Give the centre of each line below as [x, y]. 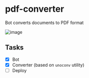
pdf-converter [35, 9]
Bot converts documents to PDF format [44, 23]
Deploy [19, 70]
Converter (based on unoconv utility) [48, 65]
